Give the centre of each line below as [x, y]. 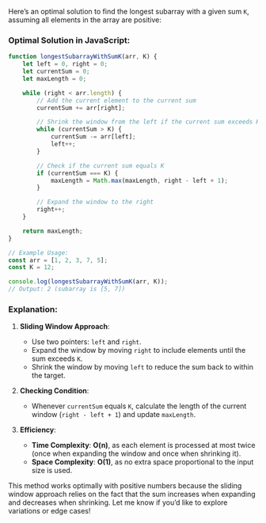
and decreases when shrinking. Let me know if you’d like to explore [118, 502]
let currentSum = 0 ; [56, 72]
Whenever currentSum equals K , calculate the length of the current [139, 406]
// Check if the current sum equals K [101, 165]
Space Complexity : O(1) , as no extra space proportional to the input [142, 462]
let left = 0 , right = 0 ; [65, 64]
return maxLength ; [53, 231]
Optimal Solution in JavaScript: [69, 40]
